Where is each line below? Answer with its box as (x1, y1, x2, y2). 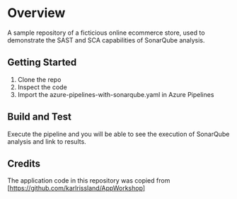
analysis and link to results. (7, 137, 86, 146)
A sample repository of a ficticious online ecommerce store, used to (7, 28, 205, 37)
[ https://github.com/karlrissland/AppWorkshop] (7, 184, 146, 193)
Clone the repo (17, 75, 62, 84)
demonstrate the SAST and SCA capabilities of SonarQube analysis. (7, 35, 205, 44)
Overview (7, 5, 66, 21)
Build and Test (7, 111, 72, 123)
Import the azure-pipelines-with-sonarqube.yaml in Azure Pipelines (17, 90, 214, 98)
